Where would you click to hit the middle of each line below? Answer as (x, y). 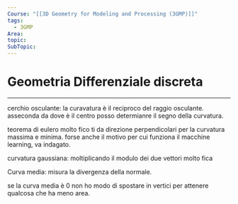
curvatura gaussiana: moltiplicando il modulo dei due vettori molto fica (110, 158)
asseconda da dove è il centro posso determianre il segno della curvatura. (115, 115)
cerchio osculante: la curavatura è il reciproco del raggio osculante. (106, 108)
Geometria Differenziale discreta (105, 82)
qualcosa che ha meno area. (49, 193)
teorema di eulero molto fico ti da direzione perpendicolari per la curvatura (116, 129)
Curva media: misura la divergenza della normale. (80, 171)
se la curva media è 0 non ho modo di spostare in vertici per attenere (108, 186)
